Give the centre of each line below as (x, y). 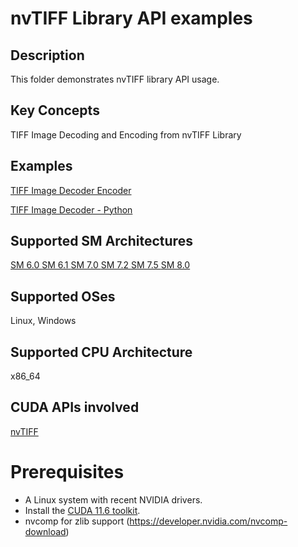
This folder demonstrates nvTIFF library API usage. (115, 79)
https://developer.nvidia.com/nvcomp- (208, 521)
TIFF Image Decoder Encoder (71, 190)
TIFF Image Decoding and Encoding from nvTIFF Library (126, 134)
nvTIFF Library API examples (131, 18)
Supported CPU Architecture (101, 352)
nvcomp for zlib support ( (77, 521)
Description (47, 55)
